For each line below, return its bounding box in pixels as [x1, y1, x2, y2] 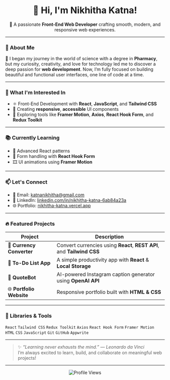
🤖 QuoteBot [8, 274, 36, 281]
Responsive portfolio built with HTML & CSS [56, 288, 161, 295]
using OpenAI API [56, 277, 100, 284]
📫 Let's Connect [5, 178, 48, 185]
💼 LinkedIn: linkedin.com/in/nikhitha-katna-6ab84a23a [12, 197, 126, 203]
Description [95, 233, 124, 240]
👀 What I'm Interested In [5, 89, 66, 96]
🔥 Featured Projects [5, 220, 55, 227]
